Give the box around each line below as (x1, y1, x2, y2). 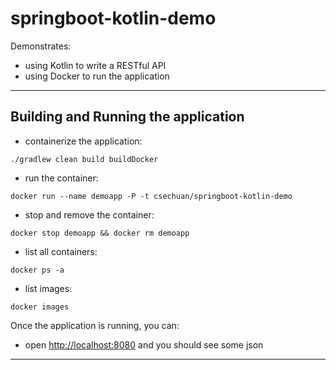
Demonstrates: (10, 40, 72, 52)
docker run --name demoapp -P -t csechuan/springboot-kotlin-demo (10, 191, 293, 201)
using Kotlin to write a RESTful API (24, 59, 167, 71)
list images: (24, 282, 73, 294)
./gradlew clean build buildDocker (10, 154, 159, 164)
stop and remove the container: (24, 208, 155, 221)
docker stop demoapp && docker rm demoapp (10, 228, 190, 238)
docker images (10, 302, 70, 312)
